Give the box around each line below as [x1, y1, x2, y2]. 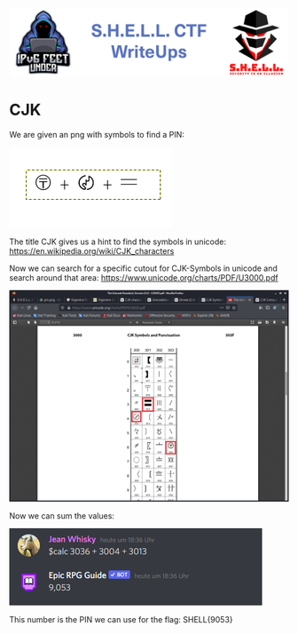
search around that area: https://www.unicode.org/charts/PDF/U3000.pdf [9, 272, 278, 282]
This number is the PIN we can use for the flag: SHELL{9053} [9, 614, 233, 625]
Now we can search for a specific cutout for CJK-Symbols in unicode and [9, 263, 278, 273]
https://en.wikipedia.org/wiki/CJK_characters [9, 245, 175, 256]
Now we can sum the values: [9, 511, 115, 521]
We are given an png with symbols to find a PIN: [9, 129, 184, 139]
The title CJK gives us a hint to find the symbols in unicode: [9, 236, 226, 247]
